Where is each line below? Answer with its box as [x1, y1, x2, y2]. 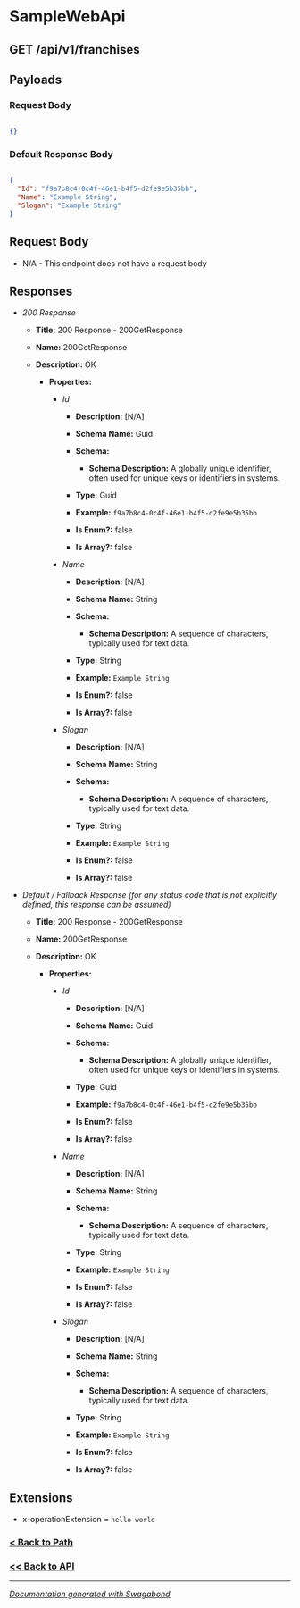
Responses [9, 284, 73, 299]
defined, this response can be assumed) [21, 900, 171, 910]
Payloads [9, 71, 62, 87]
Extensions [9, 1490, 73, 1505]
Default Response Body [9, 148, 113, 161]
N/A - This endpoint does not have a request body [21, 257, 207, 269]
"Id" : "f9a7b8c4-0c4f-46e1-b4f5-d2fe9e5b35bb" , [17, 185, 198, 194]
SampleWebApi [9, 6, 126, 27]
